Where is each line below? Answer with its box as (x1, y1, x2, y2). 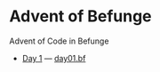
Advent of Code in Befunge (9, 36, 109, 46)
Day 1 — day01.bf (21, 52, 86, 63)
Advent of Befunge (9, 6, 153, 27)
